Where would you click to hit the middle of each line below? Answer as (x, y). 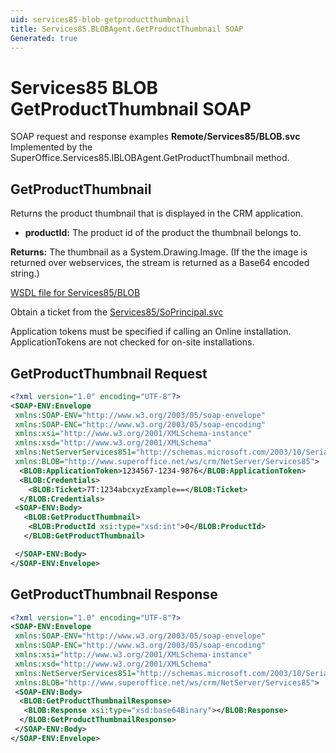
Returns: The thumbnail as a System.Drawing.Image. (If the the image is (159, 252)
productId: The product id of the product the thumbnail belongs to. (163, 233)
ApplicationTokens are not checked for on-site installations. (132, 342)
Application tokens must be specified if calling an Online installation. (151, 332)
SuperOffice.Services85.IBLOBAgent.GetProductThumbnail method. (150, 158)
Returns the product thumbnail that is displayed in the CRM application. (157, 213)
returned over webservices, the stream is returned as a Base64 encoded (160, 263)
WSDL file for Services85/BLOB (75, 293)
